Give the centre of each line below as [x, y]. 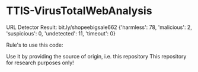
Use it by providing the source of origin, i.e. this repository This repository [96, 56]
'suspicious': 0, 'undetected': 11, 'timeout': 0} [61, 33]
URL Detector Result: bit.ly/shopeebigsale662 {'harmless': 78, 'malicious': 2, [99, 27]
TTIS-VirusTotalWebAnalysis [79, 11]
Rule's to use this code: [35, 45]
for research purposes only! [40, 63]
